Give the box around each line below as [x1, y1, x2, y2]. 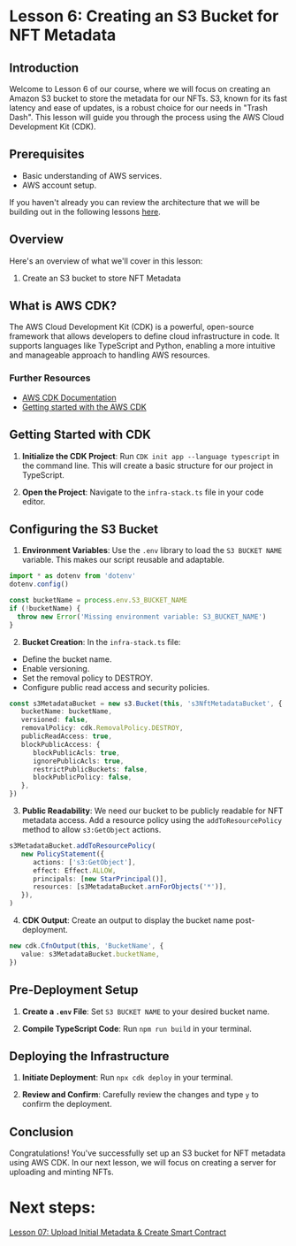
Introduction [9, 60, 80, 75]
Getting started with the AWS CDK [21, 401, 148, 412]
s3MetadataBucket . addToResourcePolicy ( [9, 842, 156, 850]
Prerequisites [9, 147, 85, 162]
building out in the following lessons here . [9, 206, 161, 217]
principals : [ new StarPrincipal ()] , [32, 874, 168, 883]
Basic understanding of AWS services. [21, 170, 162, 181]
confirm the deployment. [21, 1099, 112, 1110]
